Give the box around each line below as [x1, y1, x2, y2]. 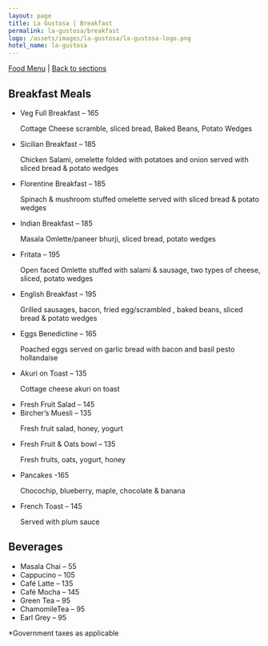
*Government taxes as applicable [8, 628, 119, 638]
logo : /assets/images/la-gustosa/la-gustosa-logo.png [8, 34, 192, 43]
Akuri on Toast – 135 [19, 368, 87, 378]
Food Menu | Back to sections [8, 63, 106, 73]
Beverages [8, 540, 63, 554]
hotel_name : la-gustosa [8, 42, 88, 50]
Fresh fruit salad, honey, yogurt [19, 423, 124, 433]
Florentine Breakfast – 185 [19, 178, 106, 189]
